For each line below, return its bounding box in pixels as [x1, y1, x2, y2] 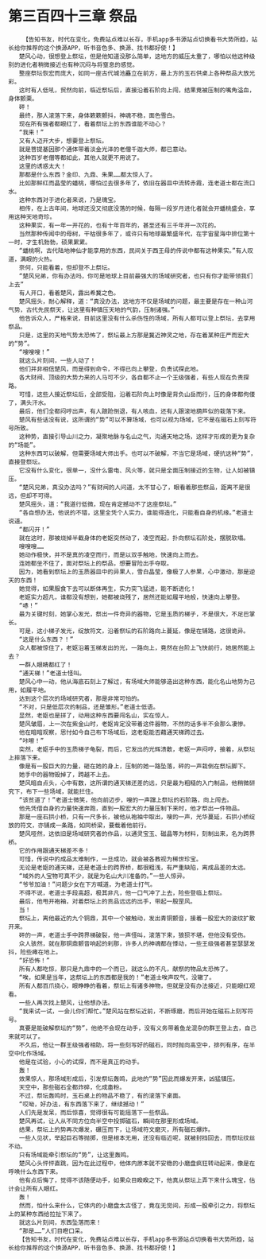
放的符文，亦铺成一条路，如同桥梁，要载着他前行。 [8, 821, 151, 830]
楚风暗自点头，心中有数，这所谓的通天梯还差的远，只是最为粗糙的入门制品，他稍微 [18, 779, 250, 787]
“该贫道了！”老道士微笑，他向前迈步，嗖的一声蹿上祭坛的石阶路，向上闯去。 [18, 796, 233, 804]
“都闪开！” [18, 526, 50, 534]
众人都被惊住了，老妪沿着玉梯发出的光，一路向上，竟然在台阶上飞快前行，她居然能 [18, 643, 250, 652]
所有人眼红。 [25, 1184, 62, 1193]
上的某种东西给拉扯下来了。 [8, 1210, 86, 1218]
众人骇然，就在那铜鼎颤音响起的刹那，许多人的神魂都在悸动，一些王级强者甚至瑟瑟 [18, 939, 250, 947]
